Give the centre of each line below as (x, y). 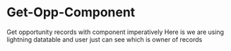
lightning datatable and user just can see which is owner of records (105, 39)
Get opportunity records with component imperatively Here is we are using (115, 32)
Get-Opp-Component (71, 12)
